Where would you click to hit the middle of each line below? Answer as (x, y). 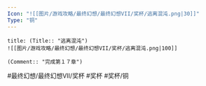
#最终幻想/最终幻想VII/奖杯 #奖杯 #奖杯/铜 (68, 76)
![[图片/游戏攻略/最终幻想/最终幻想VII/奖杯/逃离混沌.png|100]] (92, 48)
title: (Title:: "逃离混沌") (48, 41)
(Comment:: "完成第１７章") (45, 62)
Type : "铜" (23, 20)
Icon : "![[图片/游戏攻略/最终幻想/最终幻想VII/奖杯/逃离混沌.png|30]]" (103, 14)
